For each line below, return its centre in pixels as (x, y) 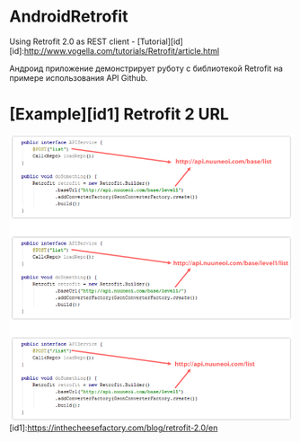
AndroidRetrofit (69, 17)
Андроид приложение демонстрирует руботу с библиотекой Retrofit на (146, 68)
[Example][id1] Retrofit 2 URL (119, 115)
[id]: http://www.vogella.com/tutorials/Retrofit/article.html (115, 50)
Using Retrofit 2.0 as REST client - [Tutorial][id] (97, 41)
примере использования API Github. (79, 77)
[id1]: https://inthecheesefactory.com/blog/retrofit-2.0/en (114, 428)
